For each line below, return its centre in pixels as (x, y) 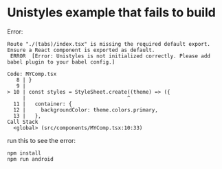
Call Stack (23, 122)
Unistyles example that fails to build (112, 13)
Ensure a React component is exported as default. (81, 50)
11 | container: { (43, 104)
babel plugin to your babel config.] (61, 62)
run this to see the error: (42, 140)
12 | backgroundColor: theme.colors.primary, (86, 110)
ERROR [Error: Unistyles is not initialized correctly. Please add (110, 56)
